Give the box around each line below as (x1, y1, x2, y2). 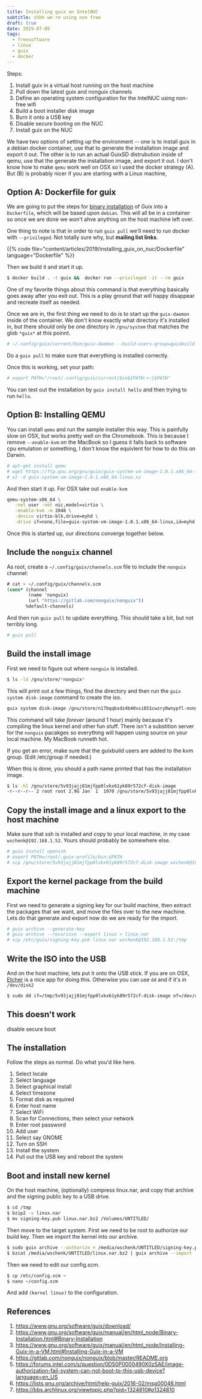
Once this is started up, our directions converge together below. (7, 530, 165, 537)
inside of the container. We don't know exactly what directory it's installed (7, 316, 189, 324)
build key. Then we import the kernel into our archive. (7, 1233, 138, 1240)
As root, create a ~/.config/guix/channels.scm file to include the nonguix (7, 563, 186, 570)
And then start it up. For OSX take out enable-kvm (7, 485, 128, 492)
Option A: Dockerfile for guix (7, 187, 116, 198)
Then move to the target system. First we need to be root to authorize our (7, 1226, 188, 1234)
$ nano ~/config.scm (7, 1278, 59, 1284)
